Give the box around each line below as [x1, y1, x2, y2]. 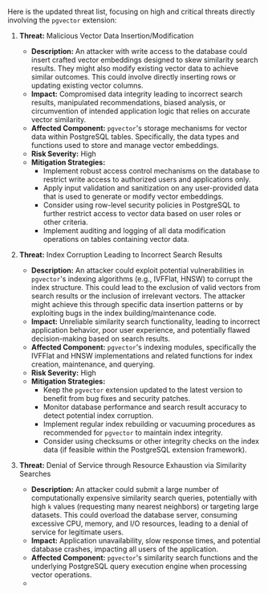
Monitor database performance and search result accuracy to [43, 402, 247, 412]
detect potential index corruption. [43, 411, 154, 420]
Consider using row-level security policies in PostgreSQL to [43, 200, 241, 210]
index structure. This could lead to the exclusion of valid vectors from [30, 283, 261, 292]
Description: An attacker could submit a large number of [30, 485, 219, 494]
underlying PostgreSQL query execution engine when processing [30, 562, 247, 571]
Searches [18, 469, 51, 478]
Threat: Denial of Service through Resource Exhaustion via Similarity [18, 461, 247, 469]
